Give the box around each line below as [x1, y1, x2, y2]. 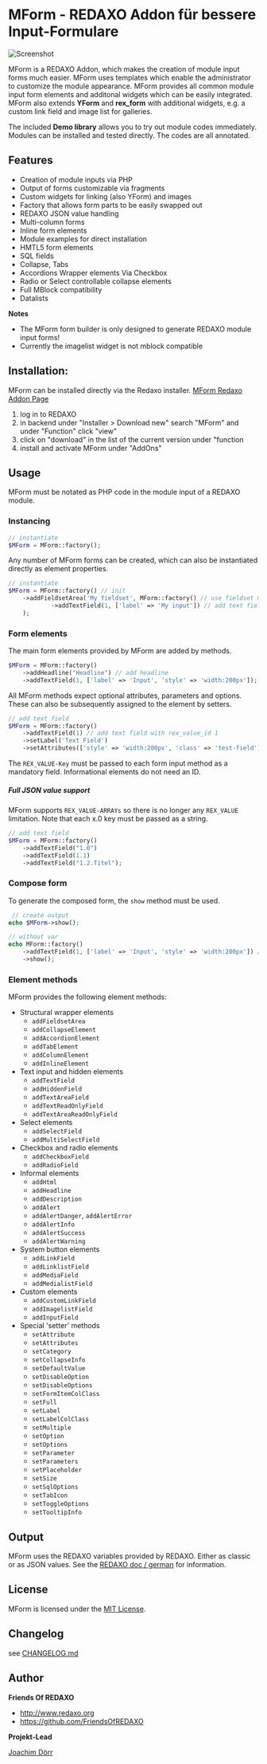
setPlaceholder [31, 1466, 82, 1475]
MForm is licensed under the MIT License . [8, 1604, 146, 1613]
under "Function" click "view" [19, 426, 118, 436]
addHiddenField [31, 1085, 82, 1093]
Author [8, 1672, 44, 1685]
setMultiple [31, 1424, 72, 1432]
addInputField [31, 1314, 79, 1322]
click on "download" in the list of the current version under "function [19, 434, 244, 444]
